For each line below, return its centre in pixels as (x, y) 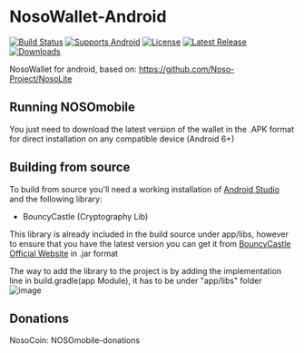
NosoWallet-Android (88, 17)
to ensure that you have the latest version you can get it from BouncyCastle (150, 243)
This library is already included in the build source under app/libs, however (149, 234)
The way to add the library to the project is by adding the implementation (146, 270)
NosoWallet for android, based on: (74, 69)
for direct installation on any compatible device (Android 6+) (122, 139)
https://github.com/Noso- (187, 69)
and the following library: (56, 199)
